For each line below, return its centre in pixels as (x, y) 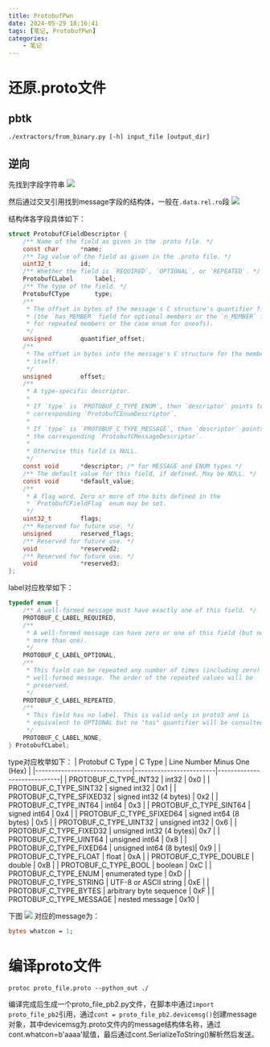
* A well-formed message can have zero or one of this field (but (139, 633)
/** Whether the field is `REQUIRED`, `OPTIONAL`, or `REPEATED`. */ (142, 272)
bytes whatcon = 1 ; (41, 931)
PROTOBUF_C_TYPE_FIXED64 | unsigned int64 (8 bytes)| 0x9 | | (115, 848)
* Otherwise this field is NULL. (82, 451)
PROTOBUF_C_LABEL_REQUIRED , (70, 617)
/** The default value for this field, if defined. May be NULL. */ (140, 474)
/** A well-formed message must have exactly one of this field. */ (140, 611)
